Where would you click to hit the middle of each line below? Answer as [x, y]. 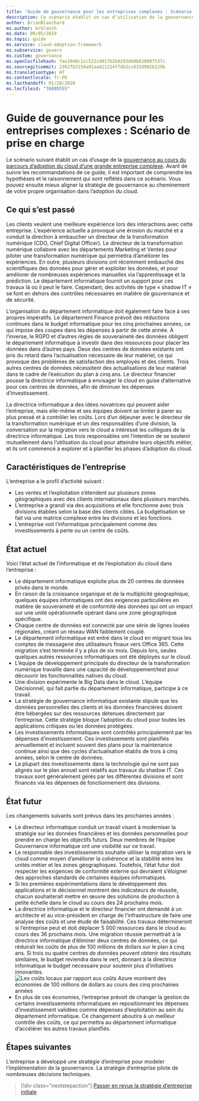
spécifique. [28, 619]
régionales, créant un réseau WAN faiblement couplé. [80, 632]
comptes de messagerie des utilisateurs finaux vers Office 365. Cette [99, 644]
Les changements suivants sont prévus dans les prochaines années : [90, 816]
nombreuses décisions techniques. [49, 1074]
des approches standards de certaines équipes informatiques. [91, 878]
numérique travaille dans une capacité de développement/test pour [97, 670]
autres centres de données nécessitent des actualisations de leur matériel [96, 367]
